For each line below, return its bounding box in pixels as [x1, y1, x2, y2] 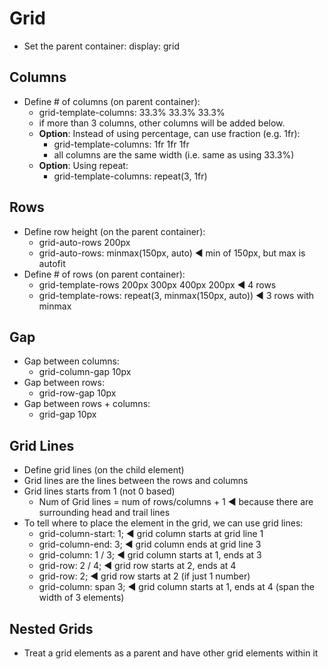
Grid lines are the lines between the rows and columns [23, 475, 249, 487]
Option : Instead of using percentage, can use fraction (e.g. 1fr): [38, 127, 301, 139]
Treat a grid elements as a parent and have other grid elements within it [23, 647, 319, 659]
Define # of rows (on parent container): [23, 268, 186, 280]
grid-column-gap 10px [38, 366, 132, 378]
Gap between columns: [23, 355, 120, 367]
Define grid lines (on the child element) [23, 464, 185, 476]
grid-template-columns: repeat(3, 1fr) [53, 170, 208, 182]
